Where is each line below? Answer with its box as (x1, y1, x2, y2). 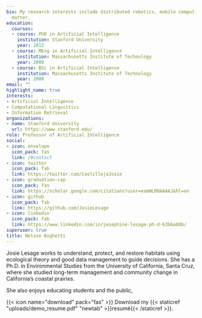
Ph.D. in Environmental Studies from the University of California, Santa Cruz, (6, 262, 195, 269)
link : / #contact (11, 154, 52, 160)
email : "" (6, 82, 31, 88)
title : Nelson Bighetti (6, 232, 66, 238)
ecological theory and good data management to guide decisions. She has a (6, 255, 195, 263)
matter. (11, 14, 31, 20)
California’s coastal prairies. (6, 275, 75, 282)
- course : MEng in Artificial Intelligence (11, 48, 122, 54)
